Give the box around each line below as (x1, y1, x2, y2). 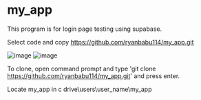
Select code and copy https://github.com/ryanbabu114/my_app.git (7, 38, 194, 46)
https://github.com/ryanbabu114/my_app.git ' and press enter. (7, 71, 180, 80)
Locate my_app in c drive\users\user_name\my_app (7, 85, 152, 93)
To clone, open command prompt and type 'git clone (7, 64, 156, 73)
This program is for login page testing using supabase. (7, 25, 162, 33)
